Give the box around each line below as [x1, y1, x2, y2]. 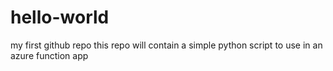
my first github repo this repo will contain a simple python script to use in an [10, 39, 323, 51]
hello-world [10, 6, 110, 29]
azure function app [10, 49, 89, 61]
